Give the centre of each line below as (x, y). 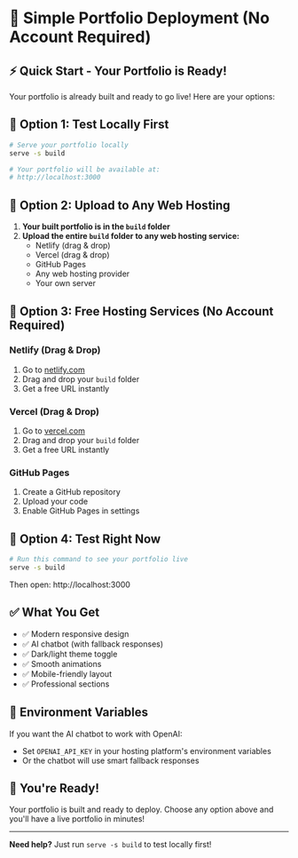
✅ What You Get (55, 612)
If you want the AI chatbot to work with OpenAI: (96, 734)
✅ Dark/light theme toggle (70, 654)
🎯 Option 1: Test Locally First (89, 125)
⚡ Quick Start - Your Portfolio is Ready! (118, 71)
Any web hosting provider (82, 274)
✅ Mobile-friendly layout (67, 673)
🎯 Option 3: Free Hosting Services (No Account (141, 311)
